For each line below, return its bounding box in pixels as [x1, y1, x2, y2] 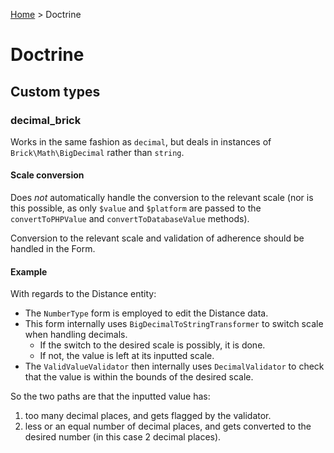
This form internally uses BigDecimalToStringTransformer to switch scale [24, 318, 324, 330]
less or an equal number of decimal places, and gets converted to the [24, 420, 312, 433]
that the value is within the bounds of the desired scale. [24, 371, 254, 383]
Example [10, 265, 48, 278]
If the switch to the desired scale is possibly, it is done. [39, 339, 266, 351]
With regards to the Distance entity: [10, 288, 157, 300]
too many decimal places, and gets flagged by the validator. [24, 410, 272, 422]
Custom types [10, 83, 101, 100]
